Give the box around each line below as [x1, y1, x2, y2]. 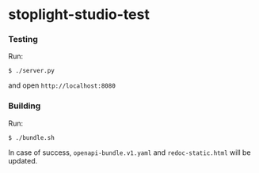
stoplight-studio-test [8, 6, 150, 24]
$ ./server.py [8, 67, 55, 75]
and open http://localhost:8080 [8, 81, 116, 90]
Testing [8, 34, 38, 45]
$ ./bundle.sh [8, 134, 55, 141]
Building [8, 100, 41, 111]
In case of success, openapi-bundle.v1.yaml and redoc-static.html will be [8, 148, 251, 157]
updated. [8, 156, 38, 165]
